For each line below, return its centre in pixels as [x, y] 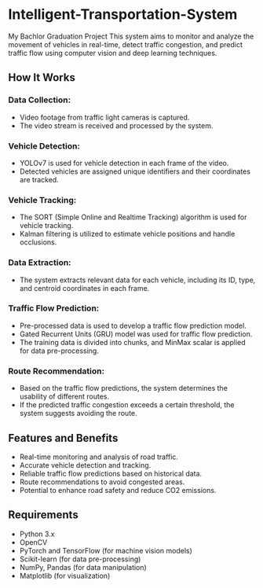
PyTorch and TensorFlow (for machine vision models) [106, 550]
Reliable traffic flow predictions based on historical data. [111, 473]
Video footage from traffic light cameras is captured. [104, 117]
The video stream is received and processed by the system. [116, 125]
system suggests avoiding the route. [78, 413]
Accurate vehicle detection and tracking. [85, 465]
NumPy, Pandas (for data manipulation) [83, 567]
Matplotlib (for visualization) [65, 575]
